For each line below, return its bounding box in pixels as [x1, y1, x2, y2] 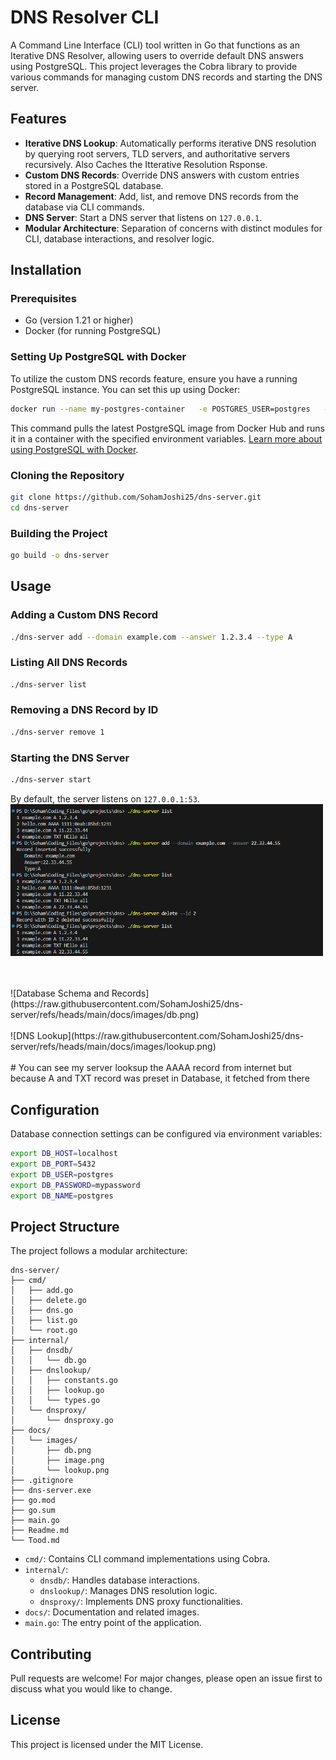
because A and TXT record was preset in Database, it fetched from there [10, 1072, 310, 1085]
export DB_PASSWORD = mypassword [10, 1180, 141, 1190]
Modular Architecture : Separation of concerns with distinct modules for [24, 222, 323, 234]
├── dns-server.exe [10, 1486, 92, 1496]
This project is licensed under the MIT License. [10, 1738, 204, 1750]
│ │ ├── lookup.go [10, 1386, 105, 1396]
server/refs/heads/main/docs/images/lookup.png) [10, 1041, 217, 1053]
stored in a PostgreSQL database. [24, 179, 164, 191]
